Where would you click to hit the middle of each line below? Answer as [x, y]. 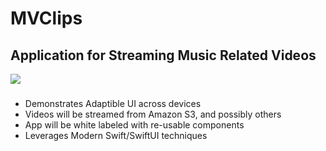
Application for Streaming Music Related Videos [163, 55]
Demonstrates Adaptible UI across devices [113, 103]
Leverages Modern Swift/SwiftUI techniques [116, 135]
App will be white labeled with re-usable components [134, 124]
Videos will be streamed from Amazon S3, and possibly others [153, 114]
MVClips [46, 18]
